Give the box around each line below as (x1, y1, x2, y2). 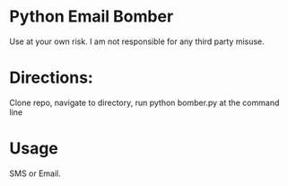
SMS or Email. (9, 168, 61, 179)
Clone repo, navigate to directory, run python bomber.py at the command (9, 97, 280, 108)
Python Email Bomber (9, 6, 174, 27)
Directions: (9, 67, 94, 88)
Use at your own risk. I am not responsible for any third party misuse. (9, 36, 265, 47)
